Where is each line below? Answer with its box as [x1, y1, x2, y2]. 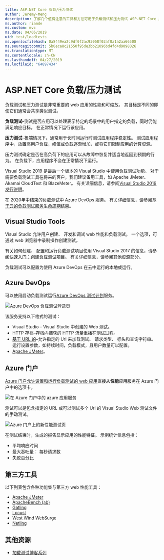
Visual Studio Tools [5, 217, 65, 226]
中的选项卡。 [9, 384, 35, 390]
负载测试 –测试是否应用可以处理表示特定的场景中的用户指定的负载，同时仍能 [5, 118, 157, 124]
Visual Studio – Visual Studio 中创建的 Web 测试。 [12, 323, 112, 329]
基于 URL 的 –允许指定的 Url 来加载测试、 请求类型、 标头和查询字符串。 [12, 336, 156, 342]
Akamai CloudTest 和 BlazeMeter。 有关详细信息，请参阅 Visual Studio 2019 [5, 180, 157, 187]
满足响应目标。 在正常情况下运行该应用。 [5, 125, 88, 131]
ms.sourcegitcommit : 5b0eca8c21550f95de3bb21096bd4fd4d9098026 [5, 44, 137, 49]
